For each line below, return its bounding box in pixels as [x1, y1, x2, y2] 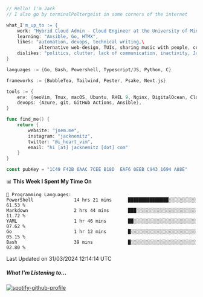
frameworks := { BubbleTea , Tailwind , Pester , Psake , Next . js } [6, 77, 166, 84]
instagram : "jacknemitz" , [28, 133, 94, 139]
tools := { [6, 88, 34, 95]
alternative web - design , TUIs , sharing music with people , [38, 45, 190, 51]
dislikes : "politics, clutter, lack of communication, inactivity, [17, 50, 190, 57]
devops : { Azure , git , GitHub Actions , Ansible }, [17, 100, 142, 106]
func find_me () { [6, 117, 50, 123]
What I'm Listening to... [6, 269, 67, 276]
